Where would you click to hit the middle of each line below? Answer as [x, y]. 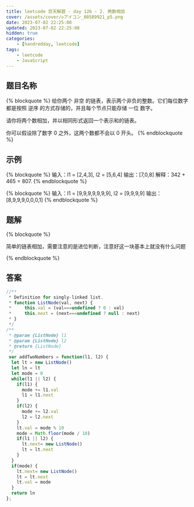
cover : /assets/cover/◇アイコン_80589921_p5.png [65, 17]
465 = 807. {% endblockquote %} [47, 181]
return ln [23, 493]
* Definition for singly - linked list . [56, 297]
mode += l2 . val [40, 412]
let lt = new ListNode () [42, 363]
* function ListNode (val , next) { [51, 303]
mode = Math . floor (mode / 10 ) [54, 433]
